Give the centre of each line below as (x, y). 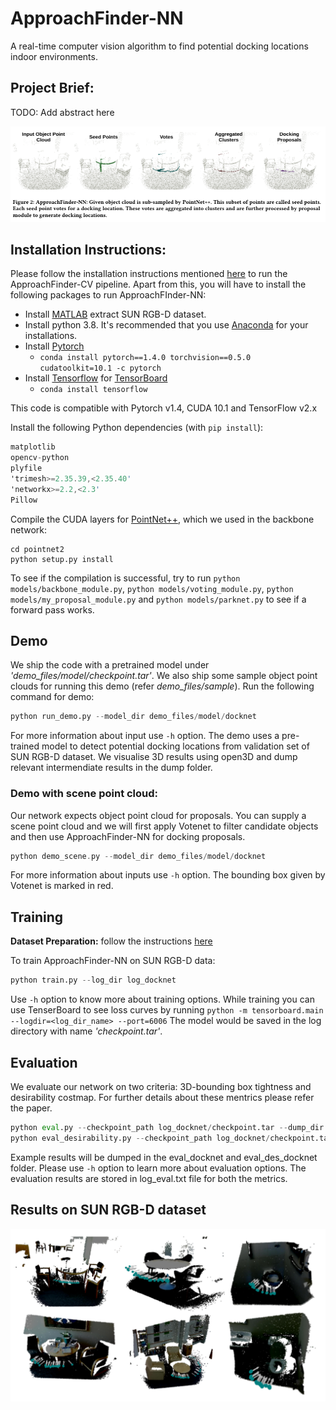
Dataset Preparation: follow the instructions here (111, 941)
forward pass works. (52, 609)
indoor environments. (54, 56)
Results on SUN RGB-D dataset (108, 1210)
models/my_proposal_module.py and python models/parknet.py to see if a (158, 599)
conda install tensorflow (93, 390)
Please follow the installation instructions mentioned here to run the (149, 274)
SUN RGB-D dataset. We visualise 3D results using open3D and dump (154, 757)
